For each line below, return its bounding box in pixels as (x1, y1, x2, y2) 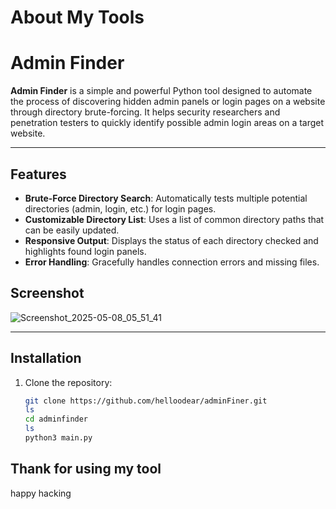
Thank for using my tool (10, 461, 162, 478)
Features (10, 166, 67, 183)
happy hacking (10, 487, 72, 499)
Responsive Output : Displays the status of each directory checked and (24, 234, 319, 246)
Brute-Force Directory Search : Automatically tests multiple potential (24, 192, 308, 204)
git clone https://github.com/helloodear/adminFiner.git (24, 396, 268, 406)
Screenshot (10, 285, 85, 302)
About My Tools (10, 6, 145, 29)
